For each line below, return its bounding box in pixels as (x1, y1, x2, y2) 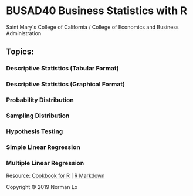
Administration (6, 29, 42, 36)
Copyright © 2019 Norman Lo (6, 184, 78, 191)
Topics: (6, 47, 34, 57)
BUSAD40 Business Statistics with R (6, 4, 188, 18)
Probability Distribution (6, 96, 75, 104)
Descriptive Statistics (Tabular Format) (6, 65, 119, 73)
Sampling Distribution (6, 111, 70, 120)
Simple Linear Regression (6, 143, 80, 151)
